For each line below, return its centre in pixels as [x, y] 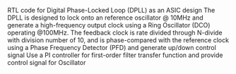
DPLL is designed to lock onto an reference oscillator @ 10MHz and [105, 18]
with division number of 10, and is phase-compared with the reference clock [118, 40]
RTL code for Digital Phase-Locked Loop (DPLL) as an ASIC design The [111, 10]
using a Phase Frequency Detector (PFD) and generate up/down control [112, 48]
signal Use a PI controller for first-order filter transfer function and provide [115, 55]
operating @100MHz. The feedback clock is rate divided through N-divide [115, 32]
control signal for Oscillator [47, 62]
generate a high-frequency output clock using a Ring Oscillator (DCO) [109, 25]
